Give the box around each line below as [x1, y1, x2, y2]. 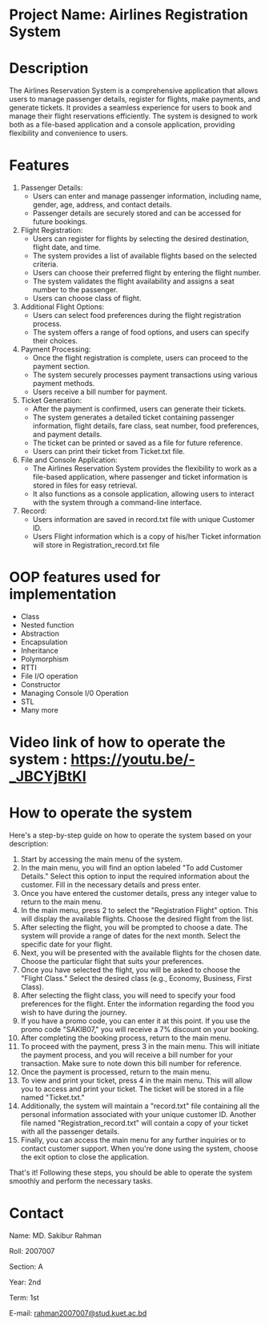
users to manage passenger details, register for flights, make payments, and [9, 94, 261, 104]
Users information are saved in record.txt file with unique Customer [32, 515, 255, 524]
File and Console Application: [20, 455, 118, 465]
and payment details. [32, 430, 102, 440]
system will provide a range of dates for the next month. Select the [20, 931, 241, 941]
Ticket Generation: [20, 396, 82, 405]
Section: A [9, 1262, 43, 1272]
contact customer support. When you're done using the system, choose [20, 1143, 259, 1154]
